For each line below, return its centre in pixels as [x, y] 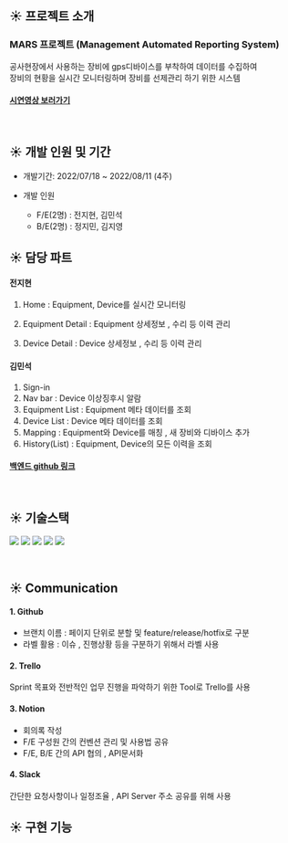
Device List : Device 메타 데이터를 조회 [93, 421]
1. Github [26, 611]
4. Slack [25, 775]
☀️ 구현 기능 [41, 828]
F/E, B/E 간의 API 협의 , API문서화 [83, 753]
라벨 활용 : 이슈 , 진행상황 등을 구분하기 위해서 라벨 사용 [121, 644]
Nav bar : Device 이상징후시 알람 [82, 398]
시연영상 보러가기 [40, 100]
